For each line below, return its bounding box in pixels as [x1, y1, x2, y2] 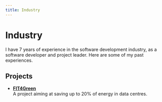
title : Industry [5, 7, 40, 13]
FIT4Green [12, 85, 37, 92]
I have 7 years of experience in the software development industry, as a [5, 46, 157, 53]
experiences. [5, 57, 33, 63]
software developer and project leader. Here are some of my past [5, 52, 144, 58]
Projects [5, 72, 33, 81]
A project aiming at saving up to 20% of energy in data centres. [12, 91, 148, 97]
